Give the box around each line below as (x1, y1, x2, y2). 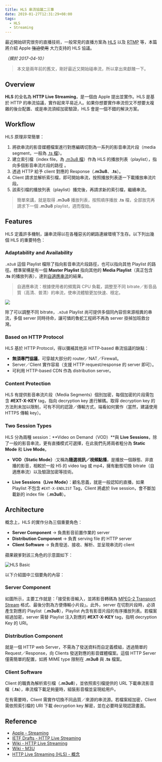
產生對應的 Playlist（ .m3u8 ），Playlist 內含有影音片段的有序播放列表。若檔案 (5, 608, 157, 614)
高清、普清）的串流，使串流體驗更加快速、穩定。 (25, 290, 123, 295)
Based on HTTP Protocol (5, 333, 64, 340)
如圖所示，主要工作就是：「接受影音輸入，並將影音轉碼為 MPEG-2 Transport (5, 596, 156, 602)
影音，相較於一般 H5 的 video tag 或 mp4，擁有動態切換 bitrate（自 (20, 463, 155, 468)
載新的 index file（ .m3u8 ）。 (12, 491, 69, 497)
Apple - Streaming (12, 730, 49, 736)
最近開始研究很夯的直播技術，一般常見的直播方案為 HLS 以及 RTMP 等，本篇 (5, 39, 157, 45)
